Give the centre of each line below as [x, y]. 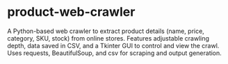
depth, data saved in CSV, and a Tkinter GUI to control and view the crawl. [113, 45]
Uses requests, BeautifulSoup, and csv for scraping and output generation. [115, 53]
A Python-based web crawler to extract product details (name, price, [106, 31]
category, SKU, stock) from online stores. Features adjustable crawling [108, 38]
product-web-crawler [71, 12]
